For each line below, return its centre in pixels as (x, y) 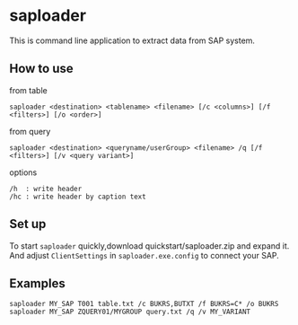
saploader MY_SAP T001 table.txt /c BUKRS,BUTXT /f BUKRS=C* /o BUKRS (144, 304)
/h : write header (46, 189)
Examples (37, 283)
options (23, 172)
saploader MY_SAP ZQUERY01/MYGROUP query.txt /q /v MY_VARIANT (130, 312)
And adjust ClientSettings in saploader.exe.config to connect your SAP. (145, 255)
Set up (28, 224)
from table (28, 90)
